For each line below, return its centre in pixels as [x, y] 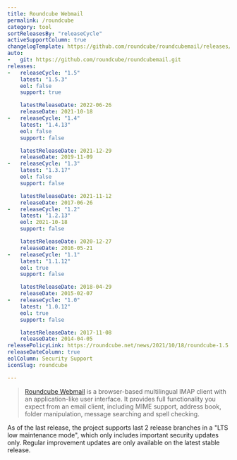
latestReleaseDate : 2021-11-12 [66, 196]
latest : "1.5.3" [44, 79]
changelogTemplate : [36, 46]
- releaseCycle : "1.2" [44, 209]
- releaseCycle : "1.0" [44, 300]
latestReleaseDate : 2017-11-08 [66, 332]
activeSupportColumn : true [47, 40]
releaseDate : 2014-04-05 [56, 339]
